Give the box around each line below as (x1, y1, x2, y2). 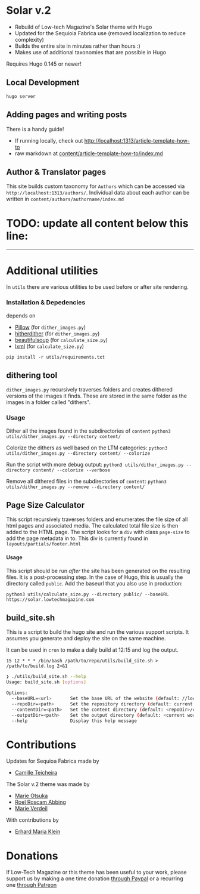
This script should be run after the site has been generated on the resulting (6, 567, 190, 574)
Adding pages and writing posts (6, 110, 127, 120)
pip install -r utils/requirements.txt (6, 354, 105, 360)
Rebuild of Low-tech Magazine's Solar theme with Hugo (14, 23, 152, 30)
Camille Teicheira (14, 769, 58, 776)
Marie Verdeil (14, 805, 48, 812)
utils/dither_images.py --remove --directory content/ (6, 484, 145, 490)
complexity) (14, 36, 45, 43)
